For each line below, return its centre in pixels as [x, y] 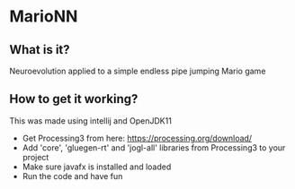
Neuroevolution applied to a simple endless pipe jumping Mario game [138, 71]
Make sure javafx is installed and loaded [97, 167]
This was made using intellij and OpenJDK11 [91, 120]
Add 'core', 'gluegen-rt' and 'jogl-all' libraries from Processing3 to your [154, 147]
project [36, 157]
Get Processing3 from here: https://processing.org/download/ [137, 138]
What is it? [40, 50]
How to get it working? [74, 99]
